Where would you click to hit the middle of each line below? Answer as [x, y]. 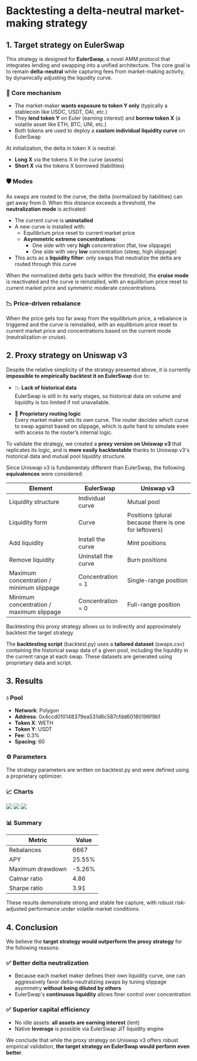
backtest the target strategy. [40, 633]
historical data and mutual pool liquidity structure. [66, 456]
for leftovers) [145, 529]
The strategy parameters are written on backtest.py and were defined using [98, 769]
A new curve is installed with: [50, 227]
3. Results [25, 681]
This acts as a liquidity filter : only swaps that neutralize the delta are [98, 258]
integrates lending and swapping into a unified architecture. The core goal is [98, 65]
